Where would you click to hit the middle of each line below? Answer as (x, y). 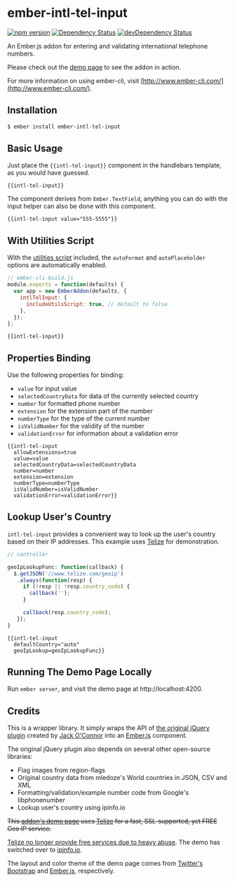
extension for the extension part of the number (85, 411)
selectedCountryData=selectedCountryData (75, 465)
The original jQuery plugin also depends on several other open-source (109, 749)
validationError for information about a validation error (98, 433)
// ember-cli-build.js (40, 278)
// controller (28, 554)
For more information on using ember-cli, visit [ (75, 81)
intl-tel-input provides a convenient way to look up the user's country (112, 534)
